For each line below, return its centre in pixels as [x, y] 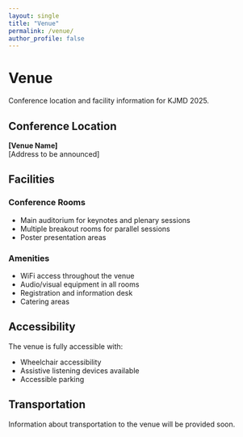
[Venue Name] [33, 145]
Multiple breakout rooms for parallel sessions [95, 229]
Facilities [31, 180]
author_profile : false [46, 38]
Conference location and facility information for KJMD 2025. [109, 101]
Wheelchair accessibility [61, 362]
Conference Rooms [47, 203]
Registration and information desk [76, 292]
